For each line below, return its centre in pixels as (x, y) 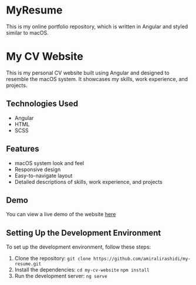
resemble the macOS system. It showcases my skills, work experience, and (97, 79)
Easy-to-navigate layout (43, 175)
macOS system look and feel (49, 163)
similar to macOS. (27, 32)
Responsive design (38, 169)
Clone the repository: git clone (53, 259)
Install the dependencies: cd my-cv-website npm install (82, 270)
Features (23, 149)
